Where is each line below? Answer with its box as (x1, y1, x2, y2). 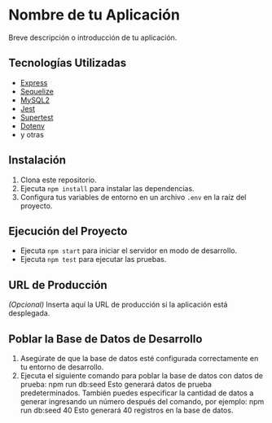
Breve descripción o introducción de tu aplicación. (8, 33, 178, 42)
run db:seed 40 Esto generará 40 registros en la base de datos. (20, 405, 234, 415)
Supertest (20, 112, 54, 122)
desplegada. (8, 308, 50, 318)
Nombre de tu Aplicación (8, 6, 181, 24)
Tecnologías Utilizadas (8, 56, 127, 70)
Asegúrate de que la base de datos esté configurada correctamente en (20, 354, 259, 363)
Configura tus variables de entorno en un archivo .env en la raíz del (20, 192, 247, 202)
